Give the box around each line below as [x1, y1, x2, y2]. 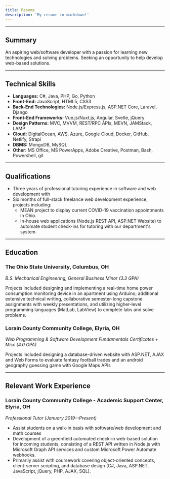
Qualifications [5, 172, 51, 181]
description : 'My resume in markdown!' [5, 12, 90, 17]
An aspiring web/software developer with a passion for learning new [5, 49, 148, 55]
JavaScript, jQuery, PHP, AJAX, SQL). [12, 468, 91, 474]
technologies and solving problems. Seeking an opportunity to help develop [5, 54, 163, 61]
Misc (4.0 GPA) [5, 341, 37, 347]
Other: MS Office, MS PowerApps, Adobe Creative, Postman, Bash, [12, 147, 153, 153]
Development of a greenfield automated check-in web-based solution [12, 435, 158, 441]
